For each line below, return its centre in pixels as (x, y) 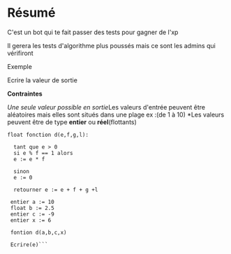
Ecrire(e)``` (29, 245)
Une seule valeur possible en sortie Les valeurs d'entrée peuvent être (106, 107)
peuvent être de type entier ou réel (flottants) (72, 122)
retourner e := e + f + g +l (56, 190)
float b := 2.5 (32, 208)
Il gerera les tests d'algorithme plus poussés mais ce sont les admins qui (112, 45)
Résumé (31, 13)
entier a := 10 (32, 202)
